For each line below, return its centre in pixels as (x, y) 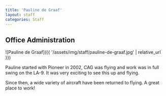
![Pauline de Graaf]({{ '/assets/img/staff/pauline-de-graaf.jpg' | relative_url (83, 52)
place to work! (20, 88)
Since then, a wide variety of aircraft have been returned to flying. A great (82, 83)
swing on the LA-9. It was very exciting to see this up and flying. (72, 73)
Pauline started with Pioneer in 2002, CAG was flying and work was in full (82, 68)
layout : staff (20, 15)
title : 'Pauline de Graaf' (34, 10)
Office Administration (40, 40)
